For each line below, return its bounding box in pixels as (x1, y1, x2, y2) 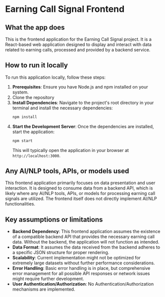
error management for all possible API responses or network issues (12, 271, 150, 277)
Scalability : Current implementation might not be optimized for (12, 255, 141, 261)
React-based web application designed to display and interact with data (5, 42, 152, 48)
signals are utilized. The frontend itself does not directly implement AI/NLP (5, 196, 157, 201)
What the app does (5, 23, 65, 32)
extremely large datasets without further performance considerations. (12, 260, 155, 266)
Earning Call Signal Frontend (5, 3, 125, 15)
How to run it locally (5, 61, 68, 70)
